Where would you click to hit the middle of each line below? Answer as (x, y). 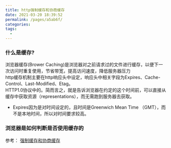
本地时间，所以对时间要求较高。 (55, 114)
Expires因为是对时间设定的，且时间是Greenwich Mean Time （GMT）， (87, 107)
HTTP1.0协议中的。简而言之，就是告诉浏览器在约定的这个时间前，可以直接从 (86, 90)
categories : (18, 24)
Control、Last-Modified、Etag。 (39, 84)
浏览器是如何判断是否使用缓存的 (45, 128)
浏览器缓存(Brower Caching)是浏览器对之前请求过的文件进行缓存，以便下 (82, 65)
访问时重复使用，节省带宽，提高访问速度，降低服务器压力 (70, 71)
